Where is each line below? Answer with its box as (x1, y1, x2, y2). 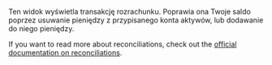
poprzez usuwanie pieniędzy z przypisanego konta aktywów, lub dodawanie (8, 15, 264, 25)
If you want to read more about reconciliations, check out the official (8, 39, 237, 49)
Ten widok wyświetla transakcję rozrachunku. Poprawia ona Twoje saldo (8, 7, 252, 16)
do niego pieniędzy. (8, 24, 75, 33)
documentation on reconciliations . (8, 48, 123, 57)
